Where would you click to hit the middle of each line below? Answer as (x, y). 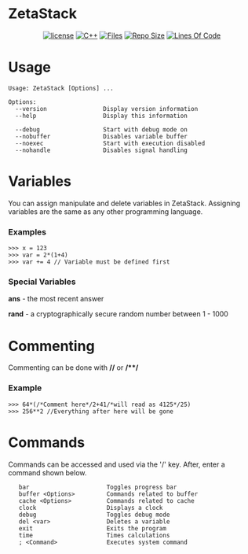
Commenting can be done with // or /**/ (73, 367)
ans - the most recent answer (56, 299)
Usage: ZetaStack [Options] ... (61, 88)
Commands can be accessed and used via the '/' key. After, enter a (117, 464)
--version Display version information (107, 109)
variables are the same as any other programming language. (106, 211)
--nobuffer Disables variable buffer (102, 136)
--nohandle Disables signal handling (102, 150)
